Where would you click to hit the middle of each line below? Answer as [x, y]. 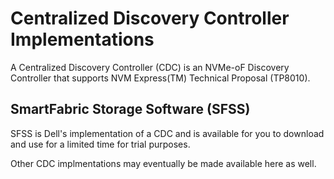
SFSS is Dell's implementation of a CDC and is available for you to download [167, 133]
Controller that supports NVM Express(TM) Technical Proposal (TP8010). [160, 78]
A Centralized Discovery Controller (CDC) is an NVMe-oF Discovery [150, 67]
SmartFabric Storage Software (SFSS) [130, 109]
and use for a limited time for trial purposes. [100, 144]
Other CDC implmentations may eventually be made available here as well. [163, 163]
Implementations [82, 39]
